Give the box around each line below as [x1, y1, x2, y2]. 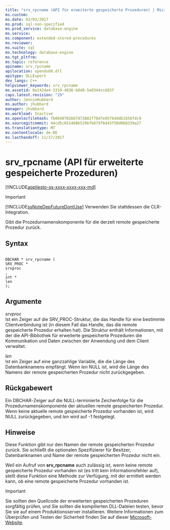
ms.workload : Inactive [5, 111, 53, 117]
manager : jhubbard [5, 107, 44, 112]
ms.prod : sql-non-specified [5, 21, 65, 27]
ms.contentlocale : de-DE [5, 130, 58, 135]
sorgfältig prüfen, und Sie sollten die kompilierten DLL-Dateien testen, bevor [5, 503, 164, 510]
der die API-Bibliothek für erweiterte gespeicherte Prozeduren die [5, 332, 143, 338]
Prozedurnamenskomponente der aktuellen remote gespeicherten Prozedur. [5, 403, 164, 409]
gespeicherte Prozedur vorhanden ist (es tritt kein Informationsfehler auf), [5, 468, 159, 474]
